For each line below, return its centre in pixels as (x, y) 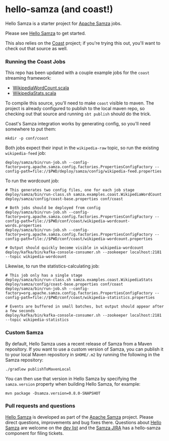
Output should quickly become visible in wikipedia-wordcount (77, 248)
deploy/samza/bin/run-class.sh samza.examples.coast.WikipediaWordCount (83, 195)
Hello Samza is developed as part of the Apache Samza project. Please (79, 417)
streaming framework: (28, 78)
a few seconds (20, 311)
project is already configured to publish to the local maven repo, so (75, 109)
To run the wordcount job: (32, 181)
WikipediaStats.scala (34, 93)
